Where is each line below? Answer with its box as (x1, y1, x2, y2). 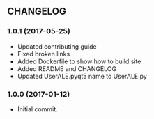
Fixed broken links (17, 49, 70, 58)
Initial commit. (17, 104, 58, 113)
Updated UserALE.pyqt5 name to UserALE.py (17, 72, 148, 80)
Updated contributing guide (17, 42, 97, 51)
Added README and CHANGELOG (17, 64, 117, 72)
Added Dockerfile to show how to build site (17, 57, 141, 65)
